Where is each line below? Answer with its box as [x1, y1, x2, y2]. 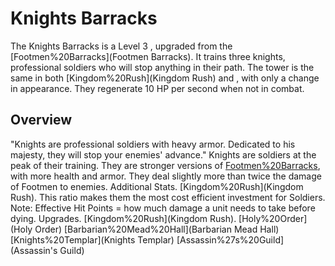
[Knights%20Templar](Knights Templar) [10, 233, 175, 246]
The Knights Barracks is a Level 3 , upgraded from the [10, 40, 233, 52]
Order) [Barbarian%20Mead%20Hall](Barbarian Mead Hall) [34, 223, 280, 235]
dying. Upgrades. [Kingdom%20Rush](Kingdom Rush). [10, 212, 237, 224]
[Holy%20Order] [238, 212, 308, 224]
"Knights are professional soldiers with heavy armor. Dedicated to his [10, 138, 296, 150]
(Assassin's [10, 244, 58, 256]
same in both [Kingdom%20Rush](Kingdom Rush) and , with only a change [10, 72, 320, 84]
